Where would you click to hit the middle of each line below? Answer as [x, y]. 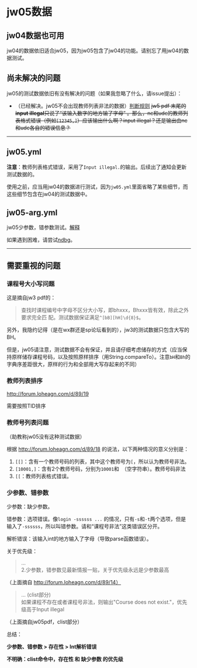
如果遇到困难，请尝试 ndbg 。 [41, 240]
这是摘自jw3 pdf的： [31, 298]
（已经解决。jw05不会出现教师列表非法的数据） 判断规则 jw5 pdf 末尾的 [101, 105]
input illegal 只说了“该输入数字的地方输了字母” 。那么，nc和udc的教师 [99, 113]
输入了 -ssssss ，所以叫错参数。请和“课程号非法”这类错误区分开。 [85, 526]
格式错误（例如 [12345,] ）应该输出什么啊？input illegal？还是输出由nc [104, 120]
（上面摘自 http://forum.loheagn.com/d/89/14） [64, 583]
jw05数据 [29, 12]
